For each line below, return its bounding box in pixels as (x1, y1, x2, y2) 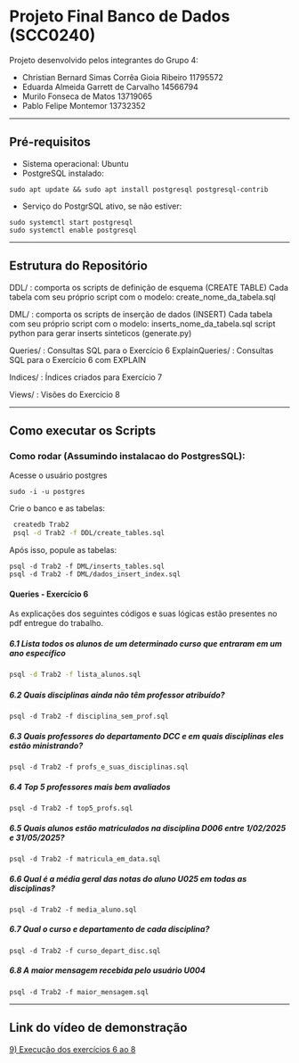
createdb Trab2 (12, 520, 69, 530)
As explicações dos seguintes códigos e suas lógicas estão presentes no (9, 608, 278, 619)
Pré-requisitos (9, 135, 92, 150)
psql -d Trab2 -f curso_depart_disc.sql (9, 946, 162, 955)
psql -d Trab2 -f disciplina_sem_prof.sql (9, 712, 169, 721)
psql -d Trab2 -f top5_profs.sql (9, 803, 133, 812)
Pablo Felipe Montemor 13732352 (21, 100, 146, 111)
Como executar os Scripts (9, 423, 157, 438)
